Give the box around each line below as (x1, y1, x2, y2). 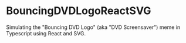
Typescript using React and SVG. (6, 29, 86, 37)
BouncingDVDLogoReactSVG (6, 4, 151, 18)
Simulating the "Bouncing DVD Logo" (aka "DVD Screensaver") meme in (6, 24, 181, 31)
